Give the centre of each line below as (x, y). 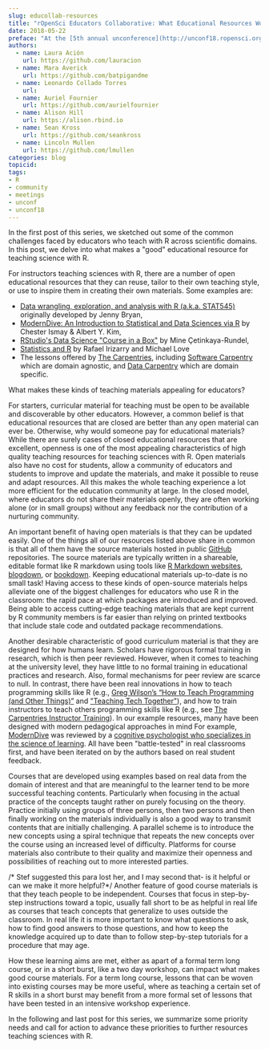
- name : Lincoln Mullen (55, 142)
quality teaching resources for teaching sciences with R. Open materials (127, 457)
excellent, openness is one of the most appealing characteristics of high (127, 448)
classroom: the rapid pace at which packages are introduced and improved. (133, 600)
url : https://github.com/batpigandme (86, 75)
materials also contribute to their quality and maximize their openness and (130, 853)
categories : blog (37, 157)
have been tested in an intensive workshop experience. (99, 1003)
